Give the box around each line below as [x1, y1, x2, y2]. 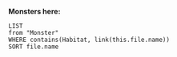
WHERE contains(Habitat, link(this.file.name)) [8, 36, 171, 44]
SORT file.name [8, 43, 59, 51]
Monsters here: [8, 7, 61, 16]
